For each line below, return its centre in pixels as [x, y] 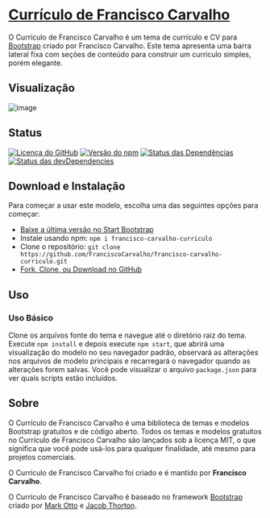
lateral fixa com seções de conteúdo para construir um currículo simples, [130, 54]
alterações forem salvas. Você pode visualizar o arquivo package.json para [132, 370]
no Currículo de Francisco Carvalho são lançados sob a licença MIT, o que [132, 440]
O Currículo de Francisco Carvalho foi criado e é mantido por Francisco [128, 472]
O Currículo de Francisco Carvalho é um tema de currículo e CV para [123, 37]
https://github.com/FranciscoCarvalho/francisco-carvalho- [121, 255]
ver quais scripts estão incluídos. [63, 378]
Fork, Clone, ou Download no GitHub [81, 269]
